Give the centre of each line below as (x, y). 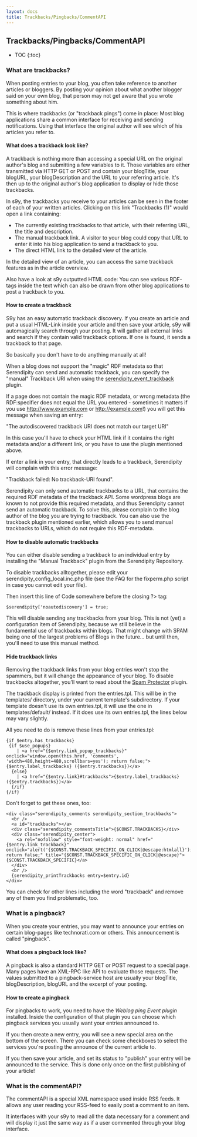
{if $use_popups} (30, 746)
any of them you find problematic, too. (52, 898)
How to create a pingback (38, 998)
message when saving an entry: (45, 415)
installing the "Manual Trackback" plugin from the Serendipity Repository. (95, 561)
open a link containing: (33, 214)
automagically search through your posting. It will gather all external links (94, 331)
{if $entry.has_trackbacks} (40, 741)
